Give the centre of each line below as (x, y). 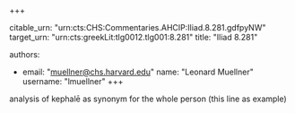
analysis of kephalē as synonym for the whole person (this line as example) (148, 99)
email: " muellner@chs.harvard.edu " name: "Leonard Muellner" (138, 72)
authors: (25, 54)
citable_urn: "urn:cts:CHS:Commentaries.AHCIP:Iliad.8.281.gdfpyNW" (138, 27)
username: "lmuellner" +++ (73, 81)
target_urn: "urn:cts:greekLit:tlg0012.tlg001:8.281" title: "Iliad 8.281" (134, 37)
